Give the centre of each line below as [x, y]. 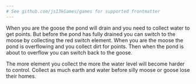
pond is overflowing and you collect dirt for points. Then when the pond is [95, 46]
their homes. [21, 76]
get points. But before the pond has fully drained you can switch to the [91, 34]
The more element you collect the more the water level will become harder [95, 64]
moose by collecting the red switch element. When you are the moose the [95, 40]
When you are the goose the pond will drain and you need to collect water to [98, 28]
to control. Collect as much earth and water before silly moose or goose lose [98, 70]
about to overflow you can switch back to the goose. [69, 52]
